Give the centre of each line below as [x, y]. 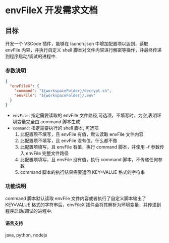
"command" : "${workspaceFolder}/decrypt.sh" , [63, 91]
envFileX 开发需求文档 [52, 10]
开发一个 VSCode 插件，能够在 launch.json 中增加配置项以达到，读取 [77, 44]
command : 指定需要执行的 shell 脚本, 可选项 [56, 128]
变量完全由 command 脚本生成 [49, 121]
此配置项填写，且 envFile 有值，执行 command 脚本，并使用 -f [85, 147]
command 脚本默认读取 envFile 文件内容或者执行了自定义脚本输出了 [76, 198]
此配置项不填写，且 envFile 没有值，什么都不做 [69, 140]
